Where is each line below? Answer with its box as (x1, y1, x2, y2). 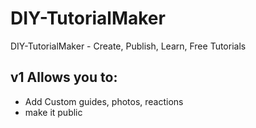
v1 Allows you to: (10, 69, 118, 86)
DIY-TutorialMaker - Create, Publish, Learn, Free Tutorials (10, 40, 247, 52)
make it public (24, 106, 83, 118)
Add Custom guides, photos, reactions (24, 95, 184, 107)
